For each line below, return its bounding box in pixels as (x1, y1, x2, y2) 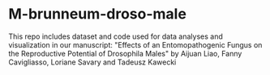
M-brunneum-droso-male (8, 5, 186, 23)
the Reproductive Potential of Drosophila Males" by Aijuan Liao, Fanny (8, 48, 242, 58)
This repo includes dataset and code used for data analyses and (8, 31, 223, 41)
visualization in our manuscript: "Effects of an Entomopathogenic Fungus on (8, 40, 263, 49)
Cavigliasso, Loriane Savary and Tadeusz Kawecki (8, 57, 177, 67)
